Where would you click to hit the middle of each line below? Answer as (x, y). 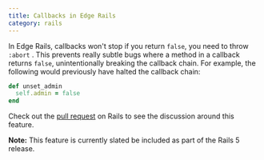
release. (22, 149)
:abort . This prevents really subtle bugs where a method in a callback (124, 54)
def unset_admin (35, 86)
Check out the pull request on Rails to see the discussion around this (121, 116)
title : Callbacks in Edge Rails (62, 16)
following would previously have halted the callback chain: (104, 71)
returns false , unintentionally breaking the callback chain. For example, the (132, 63)
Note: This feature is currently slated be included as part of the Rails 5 (124, 140)
